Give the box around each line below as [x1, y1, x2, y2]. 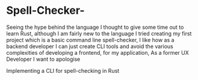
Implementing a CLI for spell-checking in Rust [6, 67, 120, 74]
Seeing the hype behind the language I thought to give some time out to [6, 23, 184, 31]
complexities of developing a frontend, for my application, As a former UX [6, 49, 190, 56]
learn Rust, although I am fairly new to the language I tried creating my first [6, 29, 192, 37]
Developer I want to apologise [6, 55, 81, 63]
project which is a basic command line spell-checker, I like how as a [6, 36, 175, 43]
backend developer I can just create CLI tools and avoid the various [6, 43, 173, 50]
